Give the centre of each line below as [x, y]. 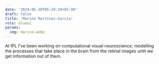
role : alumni [18, 23]
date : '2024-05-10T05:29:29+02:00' [41, 9]
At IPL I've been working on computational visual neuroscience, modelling [79, 46]
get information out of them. [34, 56]
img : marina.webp [27, 32]
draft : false [18, 14]
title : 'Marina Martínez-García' [39, 18]
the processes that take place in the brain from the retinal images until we [79, 51]
